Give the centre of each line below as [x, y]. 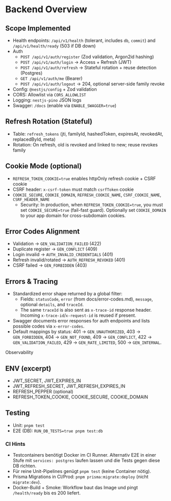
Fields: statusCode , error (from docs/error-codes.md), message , [87, 299]
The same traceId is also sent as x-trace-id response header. [86, 310]
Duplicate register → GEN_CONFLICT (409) [55, 249]
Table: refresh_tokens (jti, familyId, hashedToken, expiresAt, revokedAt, [88, 134]
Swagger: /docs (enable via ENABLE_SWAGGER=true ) [64, 105]
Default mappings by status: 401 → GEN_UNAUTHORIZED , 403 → [77, 332]
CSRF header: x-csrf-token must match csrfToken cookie [73, 189]
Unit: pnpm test [29, 425]
